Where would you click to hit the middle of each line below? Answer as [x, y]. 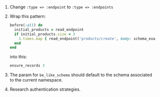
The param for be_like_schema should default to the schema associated [81, 75]
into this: [18, 57]
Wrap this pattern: [28, 16]
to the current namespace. [36, 80]
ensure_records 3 [27, 66]
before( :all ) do [26, 25]
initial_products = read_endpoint [49, 29]
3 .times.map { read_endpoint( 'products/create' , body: [75, 39]
